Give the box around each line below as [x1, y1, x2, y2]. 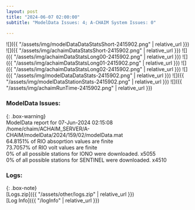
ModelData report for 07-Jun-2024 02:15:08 [6, 119, 113, 126]
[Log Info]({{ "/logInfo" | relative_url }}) [6, 196, 100, 204]
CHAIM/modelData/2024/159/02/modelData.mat [6, 131, 123, 138]
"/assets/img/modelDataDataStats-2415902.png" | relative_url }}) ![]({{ [14, 72, 184, 79]
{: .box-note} [6, 184, 37, 191]
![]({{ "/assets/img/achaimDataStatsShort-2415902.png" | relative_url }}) [6, 47, 181, 54]
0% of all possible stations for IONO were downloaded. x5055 [6, 150, 156, 157]
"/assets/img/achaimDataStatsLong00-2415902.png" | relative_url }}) [14, 54, 181, 61]
